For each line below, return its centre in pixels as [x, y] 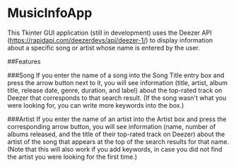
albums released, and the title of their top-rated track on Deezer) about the [116, 134]
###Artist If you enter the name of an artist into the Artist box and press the [117, 119]
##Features [24, 61]
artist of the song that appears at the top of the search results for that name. [118, 141]
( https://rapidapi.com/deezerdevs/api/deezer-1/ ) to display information [110, 40]
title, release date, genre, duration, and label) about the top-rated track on [115, 90]
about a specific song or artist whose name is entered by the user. [104, 47]
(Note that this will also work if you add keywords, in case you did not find [115, 149]
